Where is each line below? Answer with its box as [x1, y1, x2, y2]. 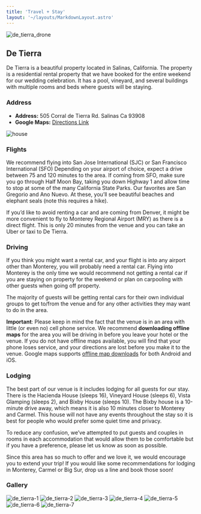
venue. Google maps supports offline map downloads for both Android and [6, 350, 192, 358]
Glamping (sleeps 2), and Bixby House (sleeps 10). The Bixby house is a [6, 398, 184, 405]
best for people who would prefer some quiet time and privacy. [6, 417, 162, 424]
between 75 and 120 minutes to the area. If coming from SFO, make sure [6, 171, 185, 179]
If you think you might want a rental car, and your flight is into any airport [6, 257, 186, 264]
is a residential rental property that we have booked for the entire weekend [6, 70, 191, 78]
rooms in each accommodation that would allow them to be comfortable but [6, 435, 194, 442]
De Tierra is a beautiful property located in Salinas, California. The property [6, 64, 193, 72]
